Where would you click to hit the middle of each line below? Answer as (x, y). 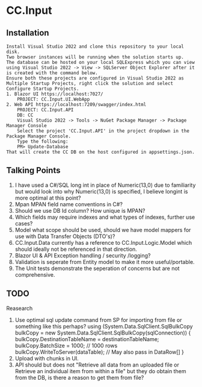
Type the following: (43, 142)
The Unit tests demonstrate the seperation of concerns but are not (97, 268)
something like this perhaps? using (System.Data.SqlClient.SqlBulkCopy (104, 326)
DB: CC (25, 115)
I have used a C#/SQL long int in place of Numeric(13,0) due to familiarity (105, 185)
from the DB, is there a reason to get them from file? (79, 377)
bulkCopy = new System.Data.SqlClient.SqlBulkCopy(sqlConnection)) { (103, 333)
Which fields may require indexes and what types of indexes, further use (105, 217)
